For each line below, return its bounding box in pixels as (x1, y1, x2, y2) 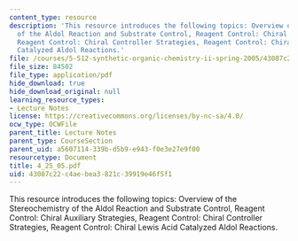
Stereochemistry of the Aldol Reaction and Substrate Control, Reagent (9, 203, 265, 214)
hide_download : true (9, 79, 86, 88)
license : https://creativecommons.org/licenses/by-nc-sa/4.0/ (9, 112, 244, 120)
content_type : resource (9, 12, 98, 22)
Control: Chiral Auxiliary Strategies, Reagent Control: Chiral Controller (9, 213, 263, 223)
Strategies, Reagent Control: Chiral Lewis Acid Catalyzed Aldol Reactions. (9, 222, 278, 233)
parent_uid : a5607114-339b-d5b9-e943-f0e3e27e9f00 (9, 144, 200, 153)
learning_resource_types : (9, 95, 105, 105)
